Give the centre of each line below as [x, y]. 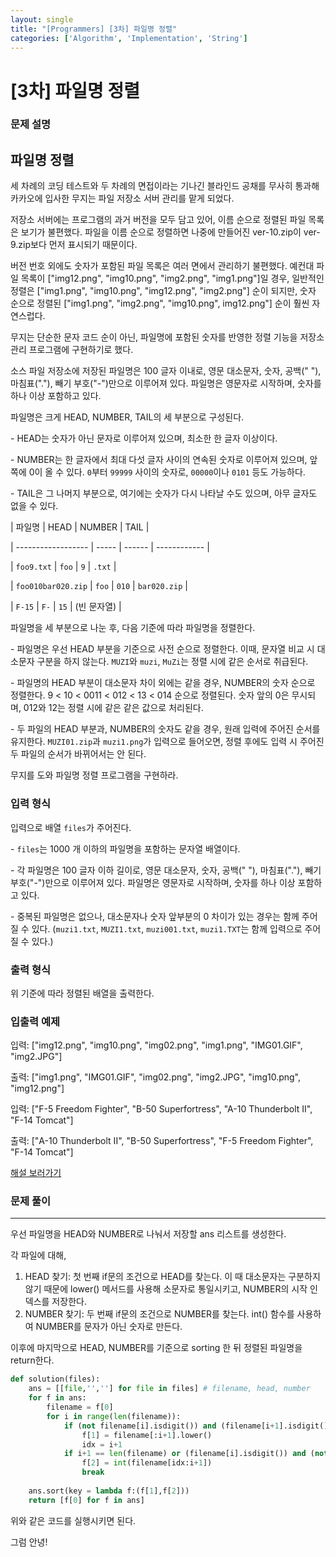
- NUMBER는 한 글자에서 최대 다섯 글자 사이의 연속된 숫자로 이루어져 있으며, [159, 460]
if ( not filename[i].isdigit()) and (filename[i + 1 [171, 1426]
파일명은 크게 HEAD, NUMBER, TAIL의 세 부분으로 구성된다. [127, 417]
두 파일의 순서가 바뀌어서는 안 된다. [78, 754]
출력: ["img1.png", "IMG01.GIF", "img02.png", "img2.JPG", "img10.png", [156, 1077]
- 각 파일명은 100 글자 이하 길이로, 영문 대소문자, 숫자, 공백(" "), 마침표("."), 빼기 [166, 870]
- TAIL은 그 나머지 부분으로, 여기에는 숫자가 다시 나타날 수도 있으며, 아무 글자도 [164, 493]
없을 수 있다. [34, 506]
